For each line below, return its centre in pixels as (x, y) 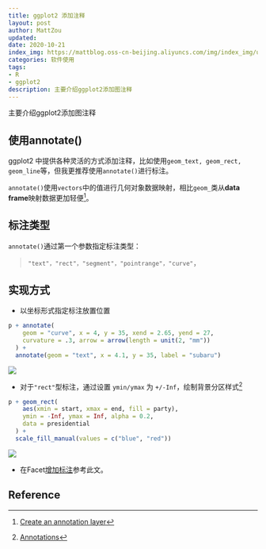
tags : (17, 67)
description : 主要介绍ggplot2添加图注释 (70, 89)
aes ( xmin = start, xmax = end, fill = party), (101, 409)
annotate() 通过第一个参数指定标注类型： (74, 246)
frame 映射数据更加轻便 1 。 (51, 197)
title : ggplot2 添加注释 (47, 15)
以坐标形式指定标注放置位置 (65, 311)
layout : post (30, 23)
